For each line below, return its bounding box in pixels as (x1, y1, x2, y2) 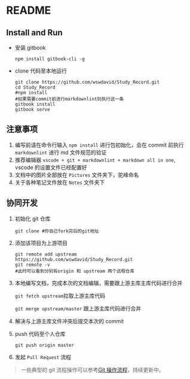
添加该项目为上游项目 (14, 239, 68, 246)
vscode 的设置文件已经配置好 (14, 163, 88, 171)
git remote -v (14, 262, 50, 268)
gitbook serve (14, 107, 50, 113)
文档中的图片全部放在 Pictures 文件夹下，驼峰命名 (14, 171, 139, 178)
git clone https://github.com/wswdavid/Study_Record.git (14, 79, 160, 85)
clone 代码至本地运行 (14, 67, 67, 74)
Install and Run (6, 28, 63, 38)
